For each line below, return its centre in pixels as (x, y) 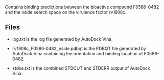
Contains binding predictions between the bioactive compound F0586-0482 (82, 7)
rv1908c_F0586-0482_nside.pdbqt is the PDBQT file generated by (79, 48)
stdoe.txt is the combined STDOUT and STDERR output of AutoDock (81, 68)
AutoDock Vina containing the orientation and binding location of (78, 53)
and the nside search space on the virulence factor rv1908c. (66, 12)
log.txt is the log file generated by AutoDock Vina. (62, 39)
